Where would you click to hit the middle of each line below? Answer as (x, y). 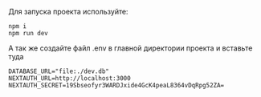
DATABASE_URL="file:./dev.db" (59, 71)
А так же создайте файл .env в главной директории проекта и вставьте (130, 48)
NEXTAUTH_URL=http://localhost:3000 (69, 79)
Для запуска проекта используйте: (68, 12)
